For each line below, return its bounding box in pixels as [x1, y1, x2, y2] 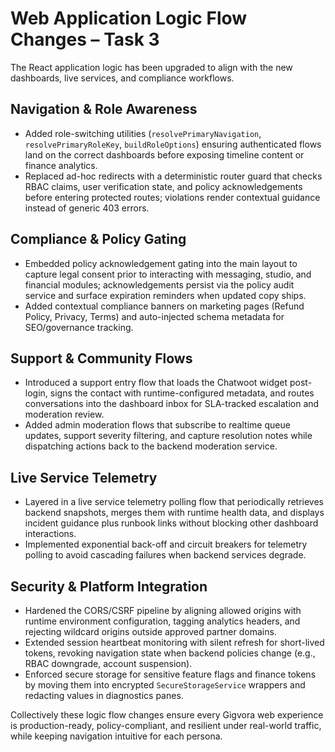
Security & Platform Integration [10, 578, 208, 595]
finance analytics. [24, 159, 98, 171]
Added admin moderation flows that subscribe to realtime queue [24, 419, 291, 431]
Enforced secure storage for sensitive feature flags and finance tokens [24, 668, 317, 680]
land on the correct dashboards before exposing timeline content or [24, 148, 305, 161]
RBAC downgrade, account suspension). [24, 658, 193, 669]
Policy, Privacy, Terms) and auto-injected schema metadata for [24, 310, 285, 322]
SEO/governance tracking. [24, 321, 134, 333]
